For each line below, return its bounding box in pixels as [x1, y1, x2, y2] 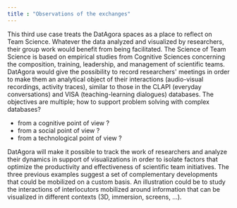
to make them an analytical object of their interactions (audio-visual [7, 75, 204, 83]
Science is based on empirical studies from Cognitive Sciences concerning [7, 52, 226, 61]
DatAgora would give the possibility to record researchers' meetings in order [7, 67, 230, 76]
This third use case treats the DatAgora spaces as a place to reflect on [7, 30, 213, 38]
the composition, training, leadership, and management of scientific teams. [7, 59, 226, 68]
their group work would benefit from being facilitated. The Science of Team [7, 45, 226, 53]
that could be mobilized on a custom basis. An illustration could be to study [7, 178, 226, 186]
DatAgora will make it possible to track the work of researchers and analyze [7, 147, 228, 156]
